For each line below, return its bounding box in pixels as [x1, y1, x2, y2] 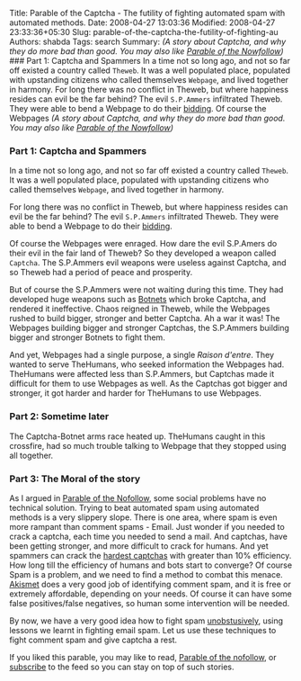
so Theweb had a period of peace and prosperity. [9, 267, 193, 278]
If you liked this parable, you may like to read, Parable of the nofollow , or [9, 651, 277, 662]
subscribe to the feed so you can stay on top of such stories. [9, 661, 235, 672]
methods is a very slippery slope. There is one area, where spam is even [9, 512, 278, 523]
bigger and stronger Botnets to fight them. [9, 332, 166, 343]
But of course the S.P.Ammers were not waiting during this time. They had [9, 284, 284, 295]
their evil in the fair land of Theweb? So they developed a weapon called [9, 247, 277, 259]
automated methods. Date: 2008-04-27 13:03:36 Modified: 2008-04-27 [9, 17, 276, 28]
